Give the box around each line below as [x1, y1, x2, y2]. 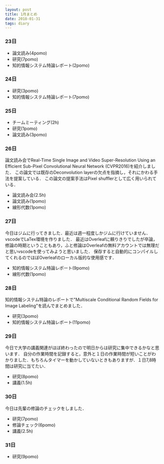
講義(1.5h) [12, 380, 33, 386]
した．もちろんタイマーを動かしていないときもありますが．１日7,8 [18, 357, 152, 363]
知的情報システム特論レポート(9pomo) [12, 265, 90, 271]
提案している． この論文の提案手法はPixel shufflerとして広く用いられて [13, 176, 157, 181]
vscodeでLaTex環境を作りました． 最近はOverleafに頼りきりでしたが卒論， [5, 236, 158, 242]
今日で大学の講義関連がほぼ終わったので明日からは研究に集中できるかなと [5, 345, 155, 351]
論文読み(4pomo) [12, 50, 47, 56]
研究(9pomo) [12, 453, 39, 459]
